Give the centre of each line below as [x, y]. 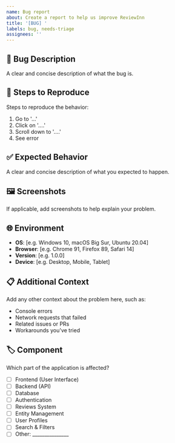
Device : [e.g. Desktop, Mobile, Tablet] [62, 262]
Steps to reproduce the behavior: [48, 107]
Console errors [34, 311]
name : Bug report [28, 12]
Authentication [33, 400]
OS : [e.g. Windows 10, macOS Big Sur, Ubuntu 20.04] [81, 243]
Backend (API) [33, 386]
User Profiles [31, 421]
